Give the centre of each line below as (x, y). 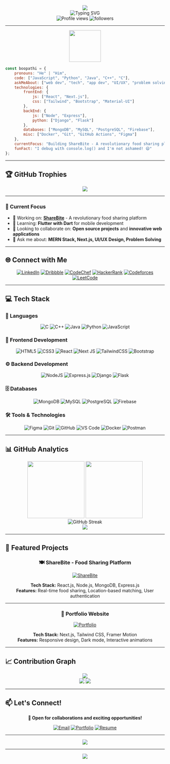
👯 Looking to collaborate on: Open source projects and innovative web (87, 228)
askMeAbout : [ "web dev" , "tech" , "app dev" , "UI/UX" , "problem (82, 83)
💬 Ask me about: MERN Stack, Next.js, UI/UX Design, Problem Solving (87, 239)
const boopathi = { (26, 68)
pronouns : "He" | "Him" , (40, 73)
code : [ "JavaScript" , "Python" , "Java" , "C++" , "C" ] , (72, 78)
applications (26, 234)
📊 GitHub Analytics (37, 449)
